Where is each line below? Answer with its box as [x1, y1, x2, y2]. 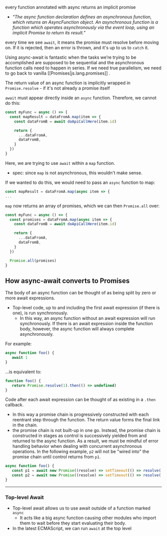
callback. [5, 402, 24, 408]
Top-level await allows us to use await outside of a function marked [12, 505, 151, 511]
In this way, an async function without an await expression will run [19, 315, 156, 321]
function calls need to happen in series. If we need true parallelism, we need [5, 65, 162, 71]
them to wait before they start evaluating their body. [19, 520, 126, 526]
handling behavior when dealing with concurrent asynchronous [12, 443, 142, 449]
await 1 [11, 355, 28, 360]
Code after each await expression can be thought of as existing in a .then [5, 397, 156, 402]
